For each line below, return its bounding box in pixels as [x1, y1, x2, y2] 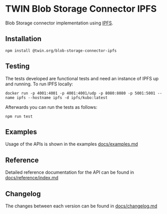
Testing [5, 62, 30, 71]
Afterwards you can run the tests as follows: [5, 104, 97, 110]
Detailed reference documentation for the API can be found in [5, 169, 135, 175]
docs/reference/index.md [5, 175, 58, 181]
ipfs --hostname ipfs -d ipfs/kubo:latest [16, 95, 108, 100]
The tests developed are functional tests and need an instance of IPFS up [5, 75, 159, 81]
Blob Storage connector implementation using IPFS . [5, 20, 113, 26]
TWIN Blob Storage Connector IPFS [5, 3, 157, 15]
